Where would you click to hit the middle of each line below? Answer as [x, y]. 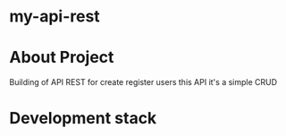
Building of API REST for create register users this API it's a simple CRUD [143, 82]
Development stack [83, 119]
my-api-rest [55, 17]
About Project [62, 58]
